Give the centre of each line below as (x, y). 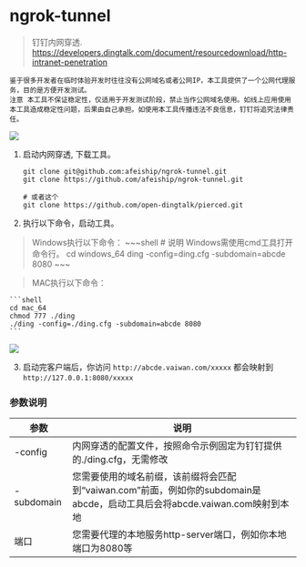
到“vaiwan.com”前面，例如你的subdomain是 (167, 491)
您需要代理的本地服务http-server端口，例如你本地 (179, 535)
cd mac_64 (28, 308)
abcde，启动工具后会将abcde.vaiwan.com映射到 (176, 504)
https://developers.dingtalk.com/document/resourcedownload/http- (159, 52)
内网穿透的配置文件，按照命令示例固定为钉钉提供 (177, 446)
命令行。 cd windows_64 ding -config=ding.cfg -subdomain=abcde (158, 253)
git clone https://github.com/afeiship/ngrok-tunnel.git (133, 179)
